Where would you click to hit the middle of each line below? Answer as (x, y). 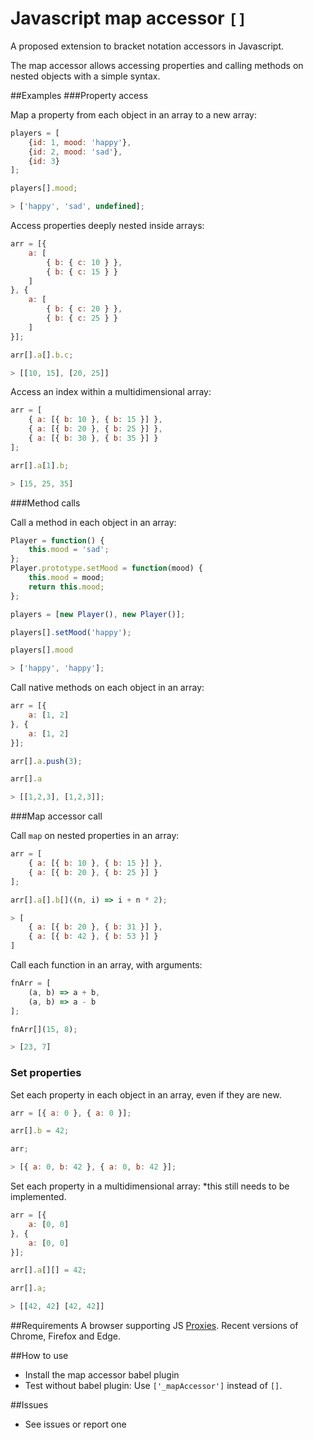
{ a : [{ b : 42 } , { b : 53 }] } (93, 937)
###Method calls (45, 503)
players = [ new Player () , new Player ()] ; (98, 614)
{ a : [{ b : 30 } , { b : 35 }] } (93, 438)
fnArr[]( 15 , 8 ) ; (44, 1029)
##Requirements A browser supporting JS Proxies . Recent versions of (154, 1326)
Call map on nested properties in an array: (95, 836)
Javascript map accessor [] (128, 18)
